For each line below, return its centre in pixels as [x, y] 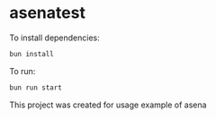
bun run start [36, 88]
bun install [31, 54]
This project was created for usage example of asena [108, 105]
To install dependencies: [55, 38]
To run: [22, 71]
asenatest [47, 13]
